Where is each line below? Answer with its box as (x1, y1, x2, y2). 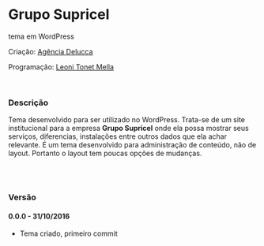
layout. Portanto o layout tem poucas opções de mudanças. (8, 148, 202, 158)
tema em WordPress (8, 32, 75, 41)
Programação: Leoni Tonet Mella (8, 61, 115, 72)
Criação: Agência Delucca (8, 47, 93, 56)
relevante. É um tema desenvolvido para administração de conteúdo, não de (8, 140, 257, 150)
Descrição (8, 97, 49, 108)
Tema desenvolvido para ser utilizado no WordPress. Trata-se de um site (8, 115, 245, 125)
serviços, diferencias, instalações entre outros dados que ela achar (8, 132, 228, 141)
